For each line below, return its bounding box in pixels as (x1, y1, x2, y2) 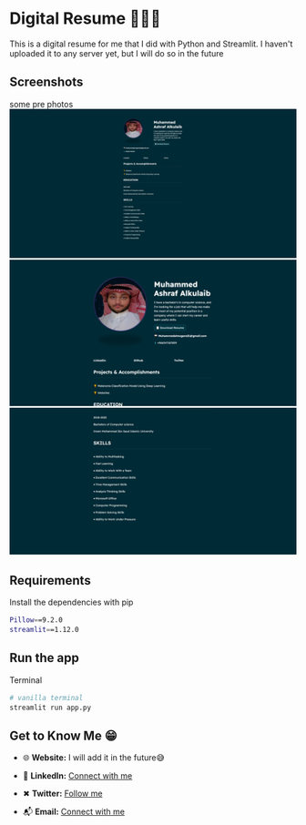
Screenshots (9, 75, 84, 90)
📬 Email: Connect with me (22, 806, 126, 818)
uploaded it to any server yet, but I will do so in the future (9, 47, 224, 58)
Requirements (9, 573, 91, 588)
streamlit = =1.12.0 (9, 626, 79, 635)
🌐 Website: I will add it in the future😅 (22, 752, 166, 763)
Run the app (9, 650, 79, 666)
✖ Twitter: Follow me (22, 788, 103, 800)
